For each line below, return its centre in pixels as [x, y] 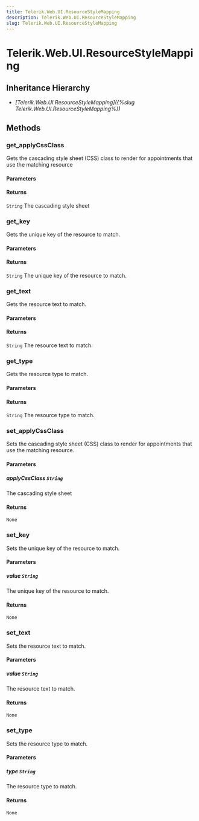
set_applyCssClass [35, 431]
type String [21, 771]
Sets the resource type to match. [47, 744]
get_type [20, 361]
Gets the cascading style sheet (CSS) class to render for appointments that [99, 158]
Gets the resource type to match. [47, 374]
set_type [19, 730]
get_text [19, 291]
